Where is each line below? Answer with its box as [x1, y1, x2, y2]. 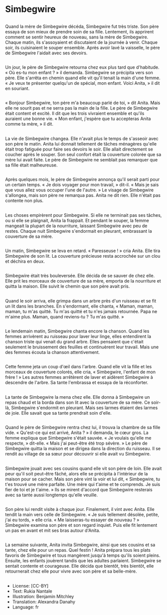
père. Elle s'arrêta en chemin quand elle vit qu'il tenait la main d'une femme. [5, 75, 161, 81]
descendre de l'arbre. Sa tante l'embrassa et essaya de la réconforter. [5, 380, 149, 386]
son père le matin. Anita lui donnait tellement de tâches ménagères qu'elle [5, 141, 157, 147]
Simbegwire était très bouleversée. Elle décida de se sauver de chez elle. [5, 273, 155, 279]
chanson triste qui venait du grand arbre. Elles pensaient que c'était [5, 339, 144, 345]
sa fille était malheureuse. [5, 162, 58, 168]
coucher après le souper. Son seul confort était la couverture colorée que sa [5, 151, 162, 157]
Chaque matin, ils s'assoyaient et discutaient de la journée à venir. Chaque [5, 39, 158, 45]
